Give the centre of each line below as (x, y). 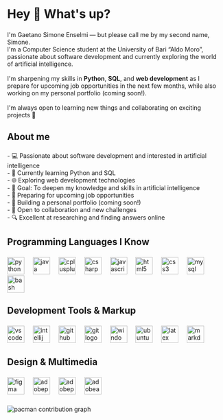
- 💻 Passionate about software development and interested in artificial (107, 156)
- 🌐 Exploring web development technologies (71, 180)
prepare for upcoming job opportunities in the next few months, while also (112, 86)
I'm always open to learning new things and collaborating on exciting (104, 108)
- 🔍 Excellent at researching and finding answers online (86, 218)
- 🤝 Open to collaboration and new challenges (72, 210)
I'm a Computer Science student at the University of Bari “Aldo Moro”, (105, 49)
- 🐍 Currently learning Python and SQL (62, 173)
